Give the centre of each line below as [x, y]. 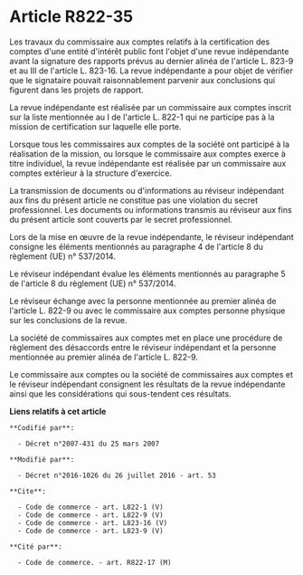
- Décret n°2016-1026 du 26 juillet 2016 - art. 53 [117, 475]
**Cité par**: [36, 546]
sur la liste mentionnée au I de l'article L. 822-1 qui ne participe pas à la [142, 117]
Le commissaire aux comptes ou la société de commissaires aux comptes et [151, 374]
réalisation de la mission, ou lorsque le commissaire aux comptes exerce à [148, 153]
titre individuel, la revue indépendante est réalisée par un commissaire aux [148, 163]
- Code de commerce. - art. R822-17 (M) [95, 562]
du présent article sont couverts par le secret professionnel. [121, 219]
